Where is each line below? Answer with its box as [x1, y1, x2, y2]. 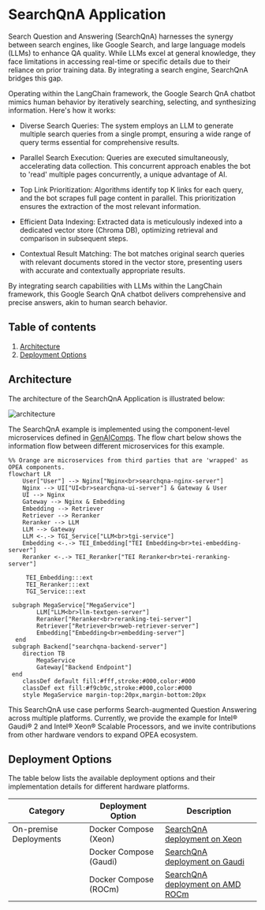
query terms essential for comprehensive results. [19, 137, 180, 147]
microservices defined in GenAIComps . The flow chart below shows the [8, 432, 242, 442]
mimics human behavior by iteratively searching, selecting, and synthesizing [8, 97, 256, 106]
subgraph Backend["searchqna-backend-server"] [11, 643, 168, 651]
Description [186, 806, 232, 817]
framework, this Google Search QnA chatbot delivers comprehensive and [8, 289, 246, 299]
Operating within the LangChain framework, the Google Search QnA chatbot [8, 88, 256, 98]
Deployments [12, 834, 62, 845]
